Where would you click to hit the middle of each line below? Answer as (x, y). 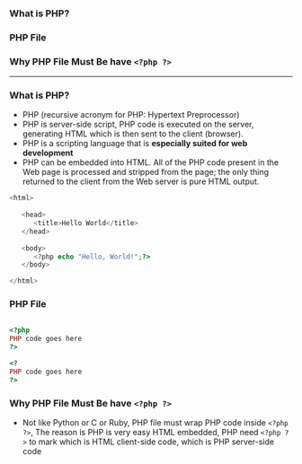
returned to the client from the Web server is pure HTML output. (141, 181)
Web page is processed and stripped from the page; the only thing (146, 172)
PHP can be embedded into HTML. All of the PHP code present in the (151, 162)
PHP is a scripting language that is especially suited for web (135, 144)
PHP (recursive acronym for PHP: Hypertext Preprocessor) (131, 115)
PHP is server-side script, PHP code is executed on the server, (138, 125)
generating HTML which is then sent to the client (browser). (133, 134)
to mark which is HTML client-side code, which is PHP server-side (151, 442)
